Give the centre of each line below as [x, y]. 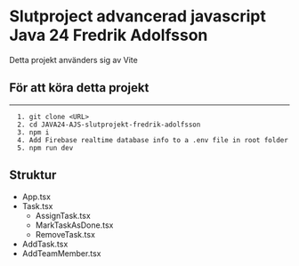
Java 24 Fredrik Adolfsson [109, 35]
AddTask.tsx [45, 244]
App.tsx [36, 197]
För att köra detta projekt [79, 88]
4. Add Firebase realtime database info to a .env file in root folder [153, 140]
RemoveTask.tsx [65, 234]
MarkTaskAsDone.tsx [74, 225]
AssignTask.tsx [63, 215]
